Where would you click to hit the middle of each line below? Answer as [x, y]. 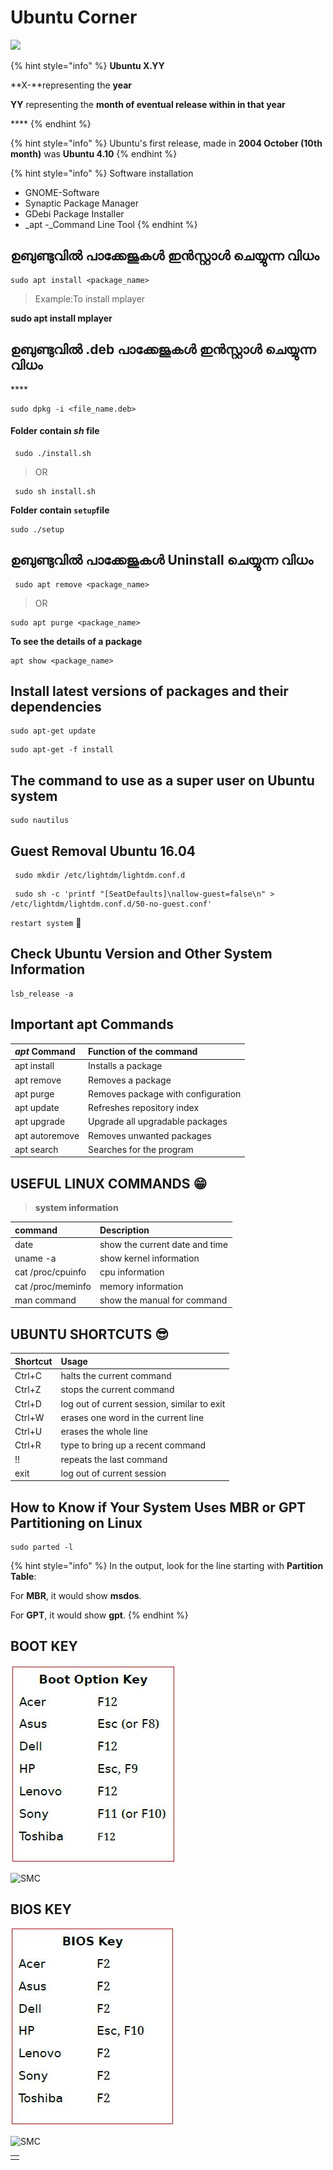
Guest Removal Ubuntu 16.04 [103, 851]
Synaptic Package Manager [81, 203]
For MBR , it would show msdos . [76, 1596]
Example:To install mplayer [90, 298]
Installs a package [125, 1066]
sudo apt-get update [53, 731]
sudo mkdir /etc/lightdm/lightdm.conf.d [100, 876]
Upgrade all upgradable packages [158, 1122]
